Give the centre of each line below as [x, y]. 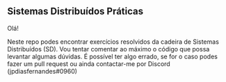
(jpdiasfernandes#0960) [42, 71]
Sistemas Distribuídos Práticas [75, 11]
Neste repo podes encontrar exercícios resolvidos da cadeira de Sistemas [113, 42]
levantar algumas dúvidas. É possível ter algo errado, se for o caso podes [112, 56]
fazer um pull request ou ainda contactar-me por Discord [89, 64]
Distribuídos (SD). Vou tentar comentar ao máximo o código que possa [108, 49]
